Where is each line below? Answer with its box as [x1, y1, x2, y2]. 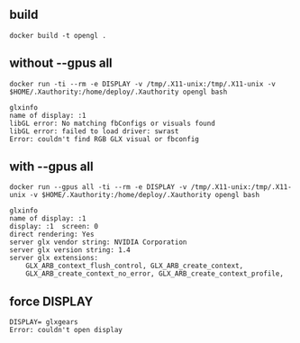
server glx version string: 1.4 [9, 246, 131, 255]
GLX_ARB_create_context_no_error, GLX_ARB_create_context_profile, [25, 269, 284, 278]
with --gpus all [9, 159, 94, 175]
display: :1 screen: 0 [9, 222, 99, 231]
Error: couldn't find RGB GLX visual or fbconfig [9, 134, 200, 143]
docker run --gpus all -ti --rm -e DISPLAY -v [9, 183, 187, 192]
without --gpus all [9, 56, 113, 71]
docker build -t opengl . [9, 31, 106, 40]
